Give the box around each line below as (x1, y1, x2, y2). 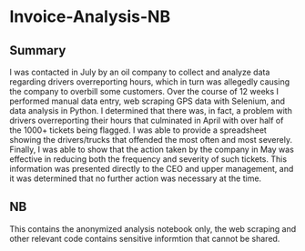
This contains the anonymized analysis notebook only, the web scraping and (9, 223, 297, 234)
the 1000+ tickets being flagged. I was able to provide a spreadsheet (9, 125, 267, 136)
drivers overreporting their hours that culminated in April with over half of (9, 115, 284, 125)
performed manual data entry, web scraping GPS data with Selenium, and (9, 95, 285, 106)
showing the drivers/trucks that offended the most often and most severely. (9, 135, 293, 145)
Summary (9, 43, 66, 58)
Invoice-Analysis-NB (9, 6, 171, 27)
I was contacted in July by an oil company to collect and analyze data (9, 66, 270, 77)
